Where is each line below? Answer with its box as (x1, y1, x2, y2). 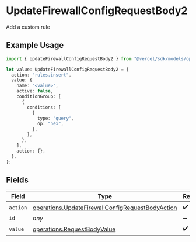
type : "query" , (37, 115, 75, 121)
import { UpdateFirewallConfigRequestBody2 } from (6, 56, 132, 62)
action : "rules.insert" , (11, 72, 72, 78)
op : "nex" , (37, 121, 64, 127)
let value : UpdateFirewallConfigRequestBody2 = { (6, 66, 129, 72)
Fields (6, 175, 29, 185)
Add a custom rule (6, 23, 51, 30)
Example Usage (6, 40, 64, 50)
